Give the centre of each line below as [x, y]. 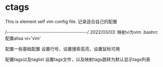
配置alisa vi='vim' [23, 38]
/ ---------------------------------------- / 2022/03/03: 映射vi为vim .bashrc [81, 32]
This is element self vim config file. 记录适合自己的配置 [61, 21]
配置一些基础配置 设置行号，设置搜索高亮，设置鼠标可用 [63, 49]
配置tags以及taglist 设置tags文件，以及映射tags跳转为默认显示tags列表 [78, 59]
